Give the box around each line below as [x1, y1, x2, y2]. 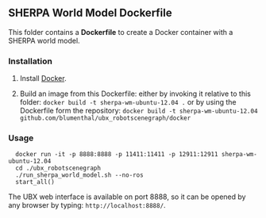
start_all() [15, 178, 56, 186]
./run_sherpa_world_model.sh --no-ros [15, 171, 145, 179]
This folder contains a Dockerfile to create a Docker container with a [8, 27, 233, 36]
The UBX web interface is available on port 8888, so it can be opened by [8, 192, 246, 201]
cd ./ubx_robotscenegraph [15, 164, 102, 173]
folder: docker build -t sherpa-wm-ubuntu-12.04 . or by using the [19, 98, 237, 107]
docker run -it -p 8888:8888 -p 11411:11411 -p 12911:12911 [15, 151, 218, 159]
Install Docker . [19, 74, 67, 83]
